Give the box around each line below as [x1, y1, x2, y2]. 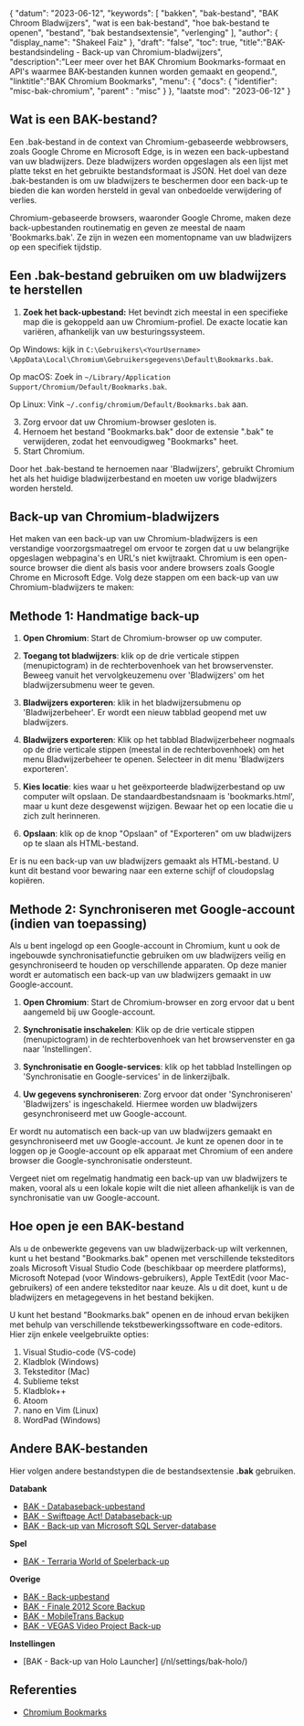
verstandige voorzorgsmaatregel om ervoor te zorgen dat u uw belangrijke [9, 543, 289, 554]
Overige [9, 1573, 41, 1584]
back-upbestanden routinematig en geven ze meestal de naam [9, 221, 246, 232]
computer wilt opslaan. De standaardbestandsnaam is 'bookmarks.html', [22, 791, 295, 802]
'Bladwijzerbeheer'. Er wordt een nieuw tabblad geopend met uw [22, 707, 267, 718]
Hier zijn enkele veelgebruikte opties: [9, 1328, 149, 1339]
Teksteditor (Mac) [22, 1366, 90, 1377]
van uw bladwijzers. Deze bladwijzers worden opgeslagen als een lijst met [9, 155, 289, 166]
